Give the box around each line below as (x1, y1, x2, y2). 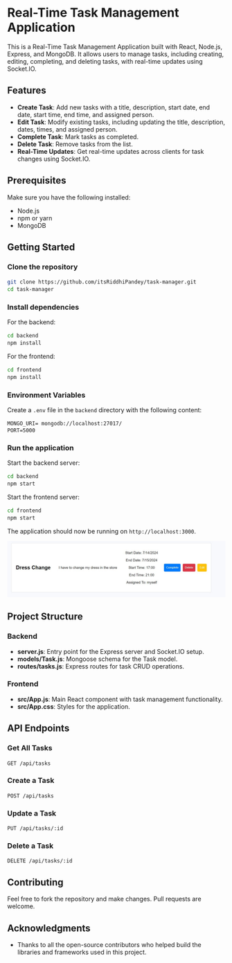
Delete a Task (7, 841, 54, 851)
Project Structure (7, 611, 83, 623)
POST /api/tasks (7, 792, 54, 799)
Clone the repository (7, 262, 78, 272)
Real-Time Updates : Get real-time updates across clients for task (17, 147, 204, 155)
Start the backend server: (7, 459, 80, 467)
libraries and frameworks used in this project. (17, 948, 147, 957)
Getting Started (7, 241, 75, 253)
